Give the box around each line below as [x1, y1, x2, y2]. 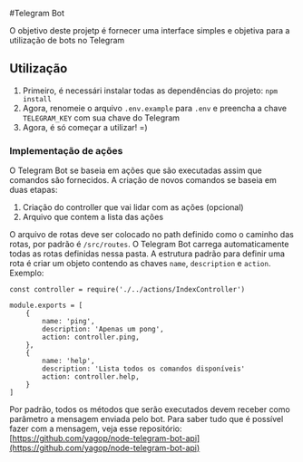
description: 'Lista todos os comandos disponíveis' [42, 364, 246, 374]
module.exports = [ [9, 301, 83, 311]
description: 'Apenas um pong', [42, 325, 165, 334]
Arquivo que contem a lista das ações [22, 212, 164, 223]
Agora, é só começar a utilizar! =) [22, 121, 148, 132]
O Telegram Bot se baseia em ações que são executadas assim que [9, 165, 262, 176]
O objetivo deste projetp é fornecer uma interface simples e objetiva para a [9, 25, 290, 35]
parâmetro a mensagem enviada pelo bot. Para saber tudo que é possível [9, 414, 284, 425]
